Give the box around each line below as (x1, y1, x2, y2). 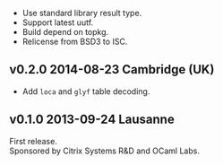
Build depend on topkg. (21, 27, 109, 37)
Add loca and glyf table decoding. (21, 85, 150, 97)
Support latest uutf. (21, 17, 94, 28)
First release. (9, 135, 58, 146)
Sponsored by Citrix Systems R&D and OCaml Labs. (9, 145, 200, 156)
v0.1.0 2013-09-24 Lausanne (9, 112, 175, 127)
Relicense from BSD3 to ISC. (21, 36, 128, 47)
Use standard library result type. (21, 8, 142, 18)
